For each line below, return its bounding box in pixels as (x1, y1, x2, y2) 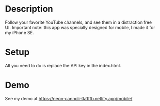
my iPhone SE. (5, 30, 34, 35)
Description (5, 3, 53, 15)
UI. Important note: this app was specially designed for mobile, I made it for (5, 24, 155, 30)
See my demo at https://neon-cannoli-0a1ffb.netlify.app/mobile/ (5, 95, 132, 101)
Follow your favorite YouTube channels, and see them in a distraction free (5, 19, 152, 25)
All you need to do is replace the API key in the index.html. (5, 62, 121, 68)
